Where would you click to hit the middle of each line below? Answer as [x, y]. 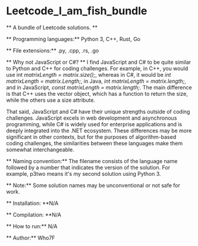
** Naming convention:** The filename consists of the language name [92, 161]
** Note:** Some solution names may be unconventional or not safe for [93, 185]
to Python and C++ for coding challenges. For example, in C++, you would [97, 68]
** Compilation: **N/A [34, 214]
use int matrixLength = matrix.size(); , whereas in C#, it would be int [89, 74]
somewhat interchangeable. [40, 150]
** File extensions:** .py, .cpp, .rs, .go [53, 50]
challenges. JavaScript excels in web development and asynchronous [92, 118]
